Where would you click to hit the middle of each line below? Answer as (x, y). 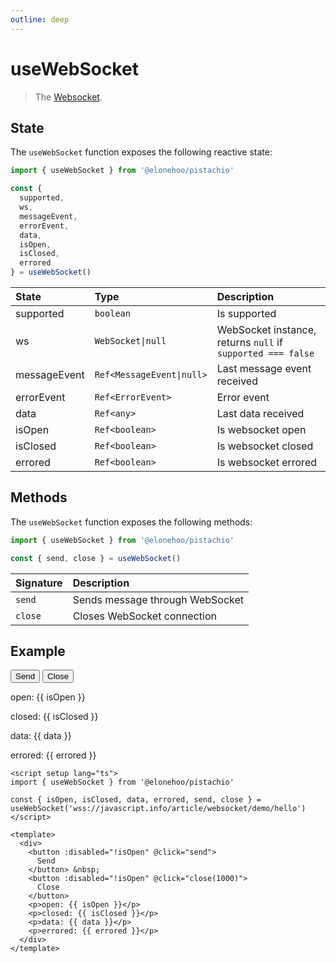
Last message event (264, 368)
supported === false (265, 353)
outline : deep (40, 19)
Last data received (260, 413)
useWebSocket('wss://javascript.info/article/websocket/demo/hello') (158, 809)
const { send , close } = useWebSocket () (96, 558)
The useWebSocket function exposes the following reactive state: (141, 152)
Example (38, 651)
